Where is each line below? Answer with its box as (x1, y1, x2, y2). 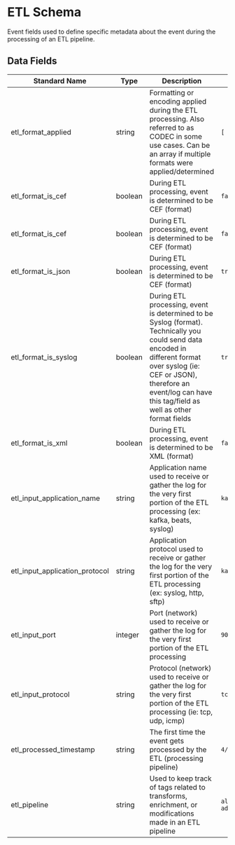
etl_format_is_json (10, 266, 71, 276)
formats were (149, 158, 194, 167)
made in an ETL (149, 817, 201, 827)
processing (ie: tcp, (149, 707, 213, 717)
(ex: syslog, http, (149, 588, 204, 598)
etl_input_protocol (10, 689, 70, 699)
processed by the (149, 744, 207, 754)
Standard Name (33, 76, 87, 85)
